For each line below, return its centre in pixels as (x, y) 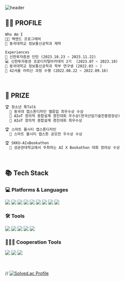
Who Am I (14, 34)
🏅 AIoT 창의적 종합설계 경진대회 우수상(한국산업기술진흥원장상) (65, 116)
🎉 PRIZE (17, 96)
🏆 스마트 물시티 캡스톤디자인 (31, 130)
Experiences (17, 52)
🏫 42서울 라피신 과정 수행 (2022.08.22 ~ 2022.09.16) (57, 71)
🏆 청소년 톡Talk (20, 107)
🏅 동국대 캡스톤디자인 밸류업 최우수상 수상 (47, 111)
